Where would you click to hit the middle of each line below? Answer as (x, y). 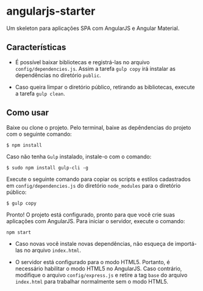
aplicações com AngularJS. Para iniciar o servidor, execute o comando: (96, 221)
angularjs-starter (51, 11)
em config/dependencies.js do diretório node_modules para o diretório (94, 185)
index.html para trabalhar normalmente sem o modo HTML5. (92, 281)
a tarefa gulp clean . (40, 94)
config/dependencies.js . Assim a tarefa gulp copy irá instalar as (95, 68)
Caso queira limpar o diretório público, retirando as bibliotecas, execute (105, 87)
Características (36, 47)
